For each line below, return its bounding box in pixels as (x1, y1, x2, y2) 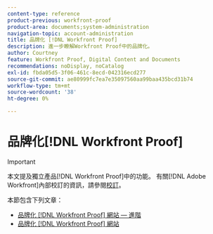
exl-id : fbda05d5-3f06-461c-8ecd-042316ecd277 (7, 69, 146, 76)
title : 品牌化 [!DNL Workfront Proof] (7, 37, 118, 44)
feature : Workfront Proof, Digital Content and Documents (7, 56, 181, 63)
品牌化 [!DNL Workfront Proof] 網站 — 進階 (17, 210, 142, 219)
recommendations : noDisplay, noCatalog (7, 63, 124, 70)
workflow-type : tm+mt (7, 82, 71, 89)
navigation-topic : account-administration (7, 30, 134, 37)
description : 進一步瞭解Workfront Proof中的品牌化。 (7, 43, 153, 50)
